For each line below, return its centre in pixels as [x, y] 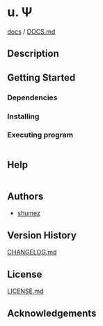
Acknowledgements [52, 313]
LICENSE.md [25, 291]
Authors [25, 197]
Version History [42, 235]
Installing [23, 116]
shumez [29, 213]
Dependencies [32, 97]
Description [33, 54]
